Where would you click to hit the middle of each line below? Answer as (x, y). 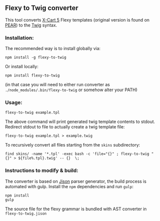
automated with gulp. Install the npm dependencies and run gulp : (69, 186)
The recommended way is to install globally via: (53, 49)
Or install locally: (22, 67)
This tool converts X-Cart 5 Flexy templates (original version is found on (77, 20)
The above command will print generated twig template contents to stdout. (80, 122)
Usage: (14, 102)
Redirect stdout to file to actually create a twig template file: (65, 127)
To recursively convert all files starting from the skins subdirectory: (73, 145)
